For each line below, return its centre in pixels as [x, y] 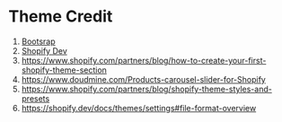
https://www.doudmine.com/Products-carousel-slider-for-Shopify [143, 79]
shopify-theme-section [64, 70]
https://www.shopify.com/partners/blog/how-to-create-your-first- [144, 60]
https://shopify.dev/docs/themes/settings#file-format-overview [139, 108]
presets [35, 98]
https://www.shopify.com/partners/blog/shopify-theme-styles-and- [147, 89]
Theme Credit [61, 17]
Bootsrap [38, 41]
